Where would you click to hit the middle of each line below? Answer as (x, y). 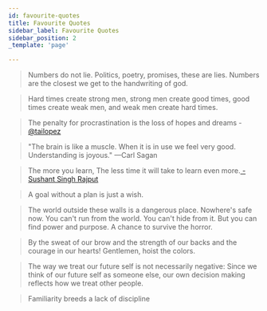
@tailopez (44, 132)
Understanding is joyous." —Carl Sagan (92, 155)
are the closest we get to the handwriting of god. (108, 84)
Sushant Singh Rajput (63, 179)
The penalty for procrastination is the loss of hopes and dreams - (135, 123)
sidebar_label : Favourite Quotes (64, 30)
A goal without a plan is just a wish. (86, 195)
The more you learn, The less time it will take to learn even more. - (137, 171)
